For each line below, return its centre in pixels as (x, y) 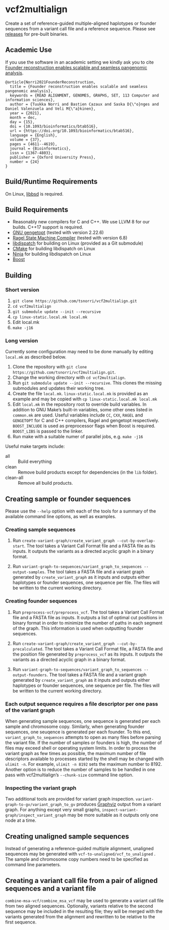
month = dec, (23, 117)
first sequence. (21, 922)
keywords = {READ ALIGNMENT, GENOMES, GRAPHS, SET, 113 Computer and (84, 95)
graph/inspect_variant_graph (36, 816)
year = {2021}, (26, 113)
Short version (22, 290)
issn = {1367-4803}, (31, 153)
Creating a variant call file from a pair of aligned (81, 880)
